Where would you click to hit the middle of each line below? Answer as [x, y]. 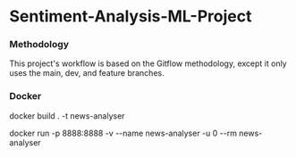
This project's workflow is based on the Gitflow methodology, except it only [148, 63]
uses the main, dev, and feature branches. [87, 73]
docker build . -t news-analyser [67, 116]
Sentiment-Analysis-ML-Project [131, 17]
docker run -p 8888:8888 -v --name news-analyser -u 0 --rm [123, 133]
